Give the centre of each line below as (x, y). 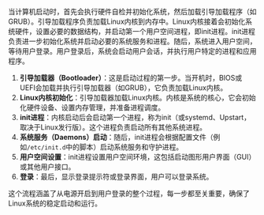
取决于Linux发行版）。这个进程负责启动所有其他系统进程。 (113, 127)
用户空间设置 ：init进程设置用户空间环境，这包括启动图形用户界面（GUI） (138, 157)
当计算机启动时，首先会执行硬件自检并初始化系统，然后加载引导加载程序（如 (132, 11)
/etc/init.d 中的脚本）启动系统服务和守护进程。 (105, 147)
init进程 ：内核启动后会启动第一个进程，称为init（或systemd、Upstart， (135, 117)
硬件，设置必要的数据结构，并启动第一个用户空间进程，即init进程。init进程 (135, 31)
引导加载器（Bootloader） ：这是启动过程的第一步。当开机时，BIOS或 (131, 78)
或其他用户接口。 (47, 167)
